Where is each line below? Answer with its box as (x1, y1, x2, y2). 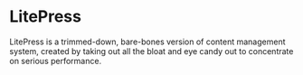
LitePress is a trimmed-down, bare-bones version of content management (9, 36, 286, 47)
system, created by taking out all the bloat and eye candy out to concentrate (9, 45, 294, 56)
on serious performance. (9, 55, 102, 66)
